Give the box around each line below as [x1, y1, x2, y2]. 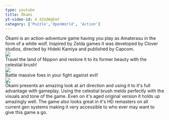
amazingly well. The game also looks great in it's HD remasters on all [5, 99, 148, 105]
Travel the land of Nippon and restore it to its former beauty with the [5, 56, 147, 63]
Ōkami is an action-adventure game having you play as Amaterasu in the [5, 35, 156, 41]
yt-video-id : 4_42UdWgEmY [5, 17, 60, 22]
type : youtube [5, 7, 35, 13]
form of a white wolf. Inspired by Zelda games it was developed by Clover [5, 41, 158, 47]
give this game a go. [5, 109, 47, 115]
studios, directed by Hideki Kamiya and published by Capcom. [5, 46, 135, 52]
